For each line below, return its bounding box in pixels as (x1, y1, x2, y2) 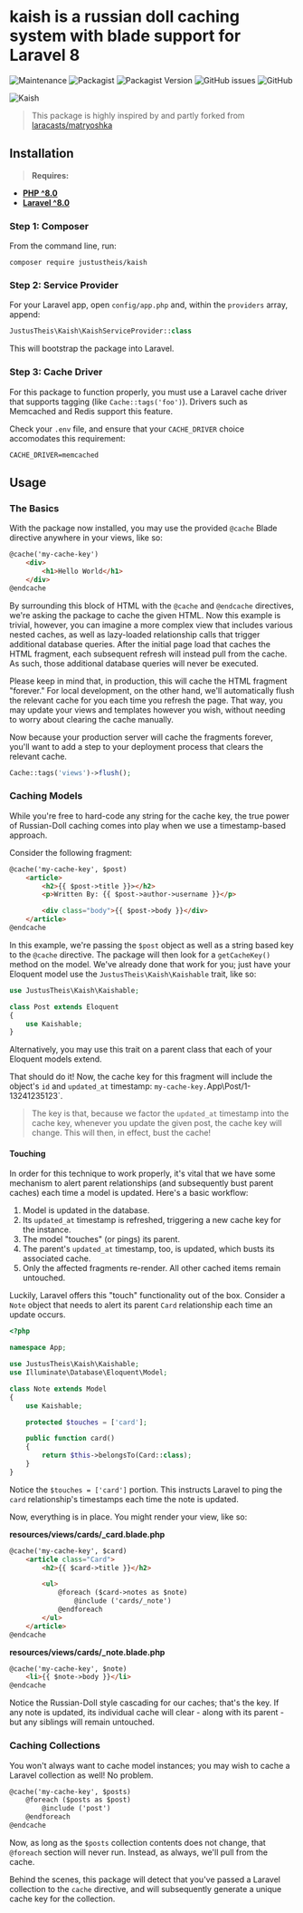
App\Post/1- (206, 1081, 251, 1092)
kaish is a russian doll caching (9, 6, 240, 27)
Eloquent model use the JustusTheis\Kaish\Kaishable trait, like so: (9, 968, 257, 979)
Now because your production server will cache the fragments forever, (9, 732, 274, 743)
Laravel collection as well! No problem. (9, 1770, 154, 1781)
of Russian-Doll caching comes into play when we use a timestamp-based (9, 820, 287, 830)
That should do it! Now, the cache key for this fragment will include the (9, 1072, 273, 1083)
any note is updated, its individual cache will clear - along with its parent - (9, 1707, 285, 1718)
